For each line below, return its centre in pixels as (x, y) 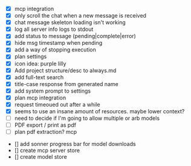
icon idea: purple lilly (40, 64)
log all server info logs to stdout (54, 29)
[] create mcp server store (47, 150)
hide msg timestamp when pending (58, 43)
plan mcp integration (40, 98)
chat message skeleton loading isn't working (70, 22)
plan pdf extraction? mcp (46, 132)
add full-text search (39, 77)
